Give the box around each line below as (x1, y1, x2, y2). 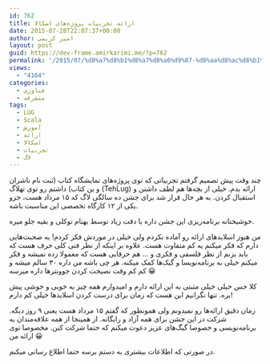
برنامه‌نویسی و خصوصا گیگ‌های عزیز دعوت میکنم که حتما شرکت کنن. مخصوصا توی (9, 322, 256, 333)
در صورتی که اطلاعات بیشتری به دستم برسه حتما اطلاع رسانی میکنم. (9, 346, 216, 357)
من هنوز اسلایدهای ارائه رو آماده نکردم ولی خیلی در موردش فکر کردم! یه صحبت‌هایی (9, 232, 261, 241)
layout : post (9, 42, 53, 50)
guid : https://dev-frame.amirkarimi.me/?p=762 (9, 49, 167, 57)
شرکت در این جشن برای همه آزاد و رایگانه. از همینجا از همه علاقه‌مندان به (9, 314, 228, 324)
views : (9, 64, 31, 72)
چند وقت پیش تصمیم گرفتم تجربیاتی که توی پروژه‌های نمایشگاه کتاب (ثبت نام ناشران (9, 176, 261, 185)
